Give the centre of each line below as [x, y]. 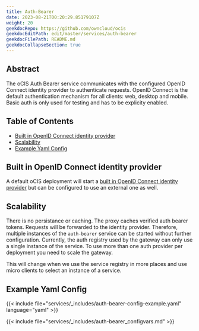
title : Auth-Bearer [30, 12]
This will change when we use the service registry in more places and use [97, 264]
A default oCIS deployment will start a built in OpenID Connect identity [92, 181]
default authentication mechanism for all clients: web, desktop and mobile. [97, 96]
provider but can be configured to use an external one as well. [82, 188]
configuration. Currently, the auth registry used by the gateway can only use [99, 240]
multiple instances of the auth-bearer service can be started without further [99, 234]
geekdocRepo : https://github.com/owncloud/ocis [66, 28]
